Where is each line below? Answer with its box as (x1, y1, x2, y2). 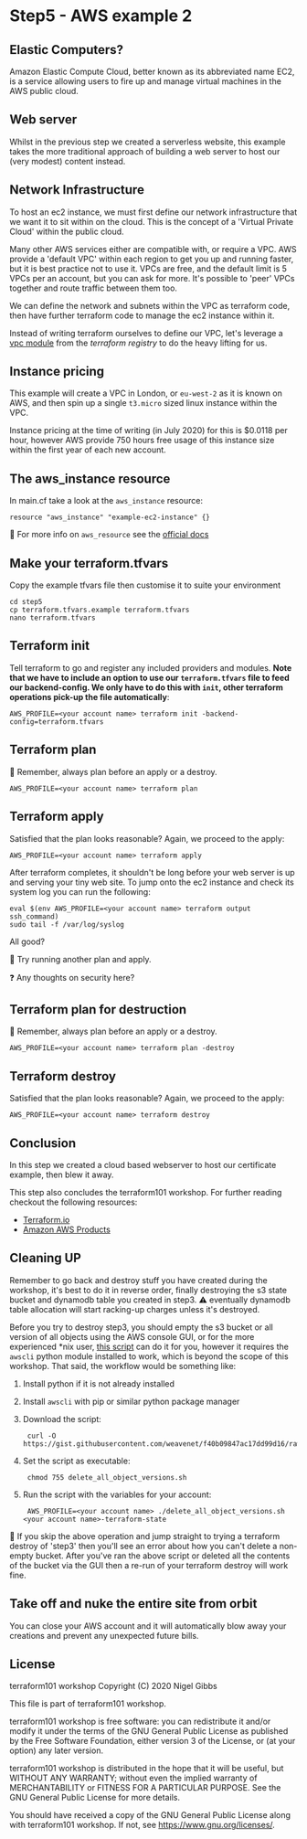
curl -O (26, 1431, 57, 1440)
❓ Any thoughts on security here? (9, 972, 135, 983)
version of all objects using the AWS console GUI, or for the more (9, 1331, 255, 1342)
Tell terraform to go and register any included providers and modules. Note (9, 662, 292, 673)
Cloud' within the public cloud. (9, 226, 125, 237)
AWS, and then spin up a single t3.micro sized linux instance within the (9, 398, 278, 409)
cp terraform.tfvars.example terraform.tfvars (9, 605, 190, 615)
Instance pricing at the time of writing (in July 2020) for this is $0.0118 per (9, 425, 288, 436)
